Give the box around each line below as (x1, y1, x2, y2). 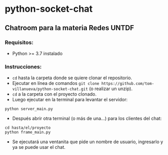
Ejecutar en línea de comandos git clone (12, 80, 100, 86)
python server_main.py (5, 106, 53, 112)
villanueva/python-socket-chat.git (12, 86, 88, 92)
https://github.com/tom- (101, 81, 154, 86)
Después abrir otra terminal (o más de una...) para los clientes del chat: (12, 116, 162, 122)
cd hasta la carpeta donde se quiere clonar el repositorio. (12, 75, 132, 81)
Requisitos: (5, 39, 34, 46)
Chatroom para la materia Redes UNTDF (5, 24, 134, 32)
